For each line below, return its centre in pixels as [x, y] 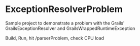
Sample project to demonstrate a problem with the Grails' [65, 23]
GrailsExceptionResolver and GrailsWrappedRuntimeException [70, 28]
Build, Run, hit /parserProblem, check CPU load [55, 38]
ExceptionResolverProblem [64, 9]
